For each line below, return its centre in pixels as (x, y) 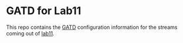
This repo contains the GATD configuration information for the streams (92, 27)
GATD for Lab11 (44, 11)
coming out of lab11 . (30, 33)
